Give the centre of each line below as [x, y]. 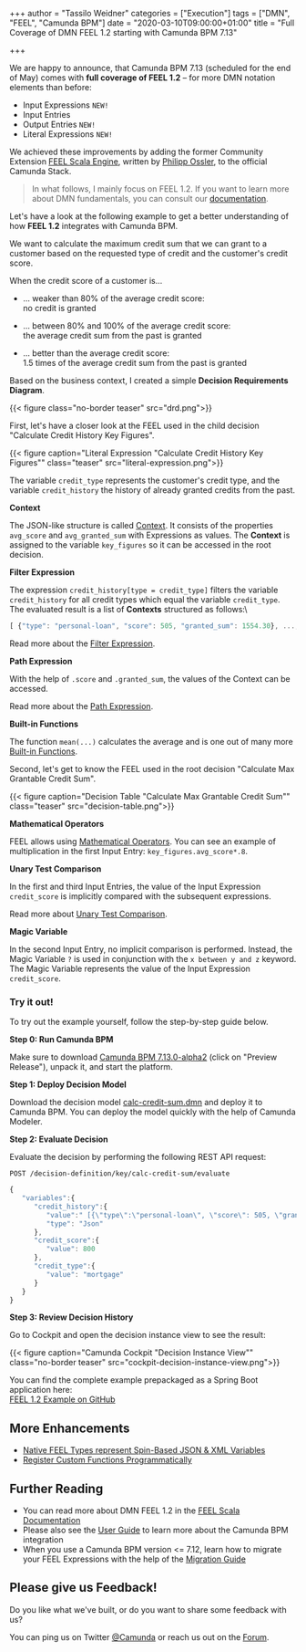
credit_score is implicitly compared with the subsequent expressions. [140, 896]
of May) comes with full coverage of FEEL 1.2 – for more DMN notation [143, 78]
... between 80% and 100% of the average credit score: [127, 326]
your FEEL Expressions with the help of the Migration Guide [134, 1559]
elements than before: [51, 87]
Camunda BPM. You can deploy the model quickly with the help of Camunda [153, 1112]
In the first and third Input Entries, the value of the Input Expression [135, 886]
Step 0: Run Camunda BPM [61, 1040]
